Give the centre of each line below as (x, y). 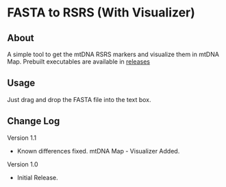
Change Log (34, 121)
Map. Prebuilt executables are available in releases (79, 62)
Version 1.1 (22, 138)
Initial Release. (37, 177)
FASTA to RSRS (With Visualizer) (101, 13)
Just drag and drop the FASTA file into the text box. (79, 99)
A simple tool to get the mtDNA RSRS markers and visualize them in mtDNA (113, 54)
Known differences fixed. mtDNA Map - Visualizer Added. (98, 151)
